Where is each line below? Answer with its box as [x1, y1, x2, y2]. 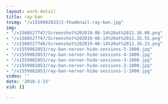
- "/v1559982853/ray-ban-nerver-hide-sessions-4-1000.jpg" [6, 52, 153, 58]
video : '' [6, 73, 30, 79]
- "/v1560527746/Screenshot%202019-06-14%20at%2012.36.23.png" [6, 41, 163, 47]
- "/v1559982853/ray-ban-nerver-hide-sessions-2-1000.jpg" [6, 62, 153, 69]
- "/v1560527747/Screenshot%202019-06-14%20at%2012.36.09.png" [6, 30, 163, 36]
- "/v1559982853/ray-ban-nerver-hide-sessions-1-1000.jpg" [6, 68, 153, 74]
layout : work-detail [6, 8, 57, 15]
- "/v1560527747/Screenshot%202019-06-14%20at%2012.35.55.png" [6, 35, 163, 41]
